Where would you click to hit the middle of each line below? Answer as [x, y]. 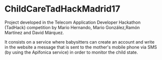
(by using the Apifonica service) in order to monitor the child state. [71, 52]
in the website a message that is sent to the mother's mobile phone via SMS [81, 47]
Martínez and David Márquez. [34, 32]
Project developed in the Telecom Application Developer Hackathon [73, 22]
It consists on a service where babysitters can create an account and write [80, 42]
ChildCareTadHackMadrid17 [62, 9]
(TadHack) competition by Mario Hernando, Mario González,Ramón [72, 27]
